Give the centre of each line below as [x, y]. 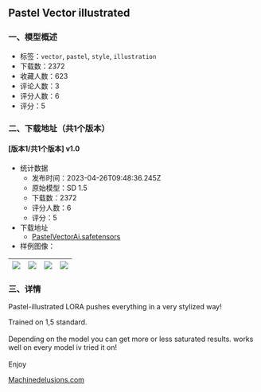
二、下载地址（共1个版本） [59, 128]
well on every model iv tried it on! [63, 347]
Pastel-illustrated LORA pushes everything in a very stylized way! [115, 307]
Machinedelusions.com [47, 380]
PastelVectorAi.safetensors [76, 236]
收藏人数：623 [44, 76]
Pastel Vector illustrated [69, 13]
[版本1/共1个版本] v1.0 [44, 149]
